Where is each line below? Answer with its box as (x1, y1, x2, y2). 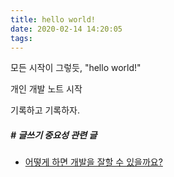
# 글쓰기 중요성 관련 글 (10, 129, 98, 141)
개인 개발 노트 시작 (10, 83, 83, 95)
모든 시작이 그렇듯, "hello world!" (10, 62, 142, 74)
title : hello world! (10, 14, 97, 25)
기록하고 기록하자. (10, 104, 81, 116)
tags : (10, 33, 33, 43)
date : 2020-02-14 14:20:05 (10, 24, 123, 34)
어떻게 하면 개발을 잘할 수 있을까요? (24, 156, 163, 168)
